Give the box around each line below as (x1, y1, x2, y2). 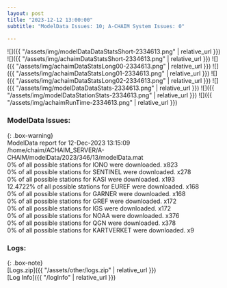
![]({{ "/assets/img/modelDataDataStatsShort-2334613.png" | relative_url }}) (7, 47, 221, 56)
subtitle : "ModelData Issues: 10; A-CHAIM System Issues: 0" (7, 23, 185, 29)
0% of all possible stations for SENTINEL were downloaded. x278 (7, 167, 191, 176)
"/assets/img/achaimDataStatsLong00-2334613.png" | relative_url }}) (16, 62, 211, 71)
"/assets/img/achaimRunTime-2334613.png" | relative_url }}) (7, 99, 178, 107)
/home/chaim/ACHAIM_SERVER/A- (7, 145, 105, 154)
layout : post (7, 10, 44, 17)
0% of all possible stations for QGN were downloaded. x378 (7, 219, 176, 227)
